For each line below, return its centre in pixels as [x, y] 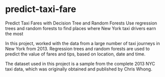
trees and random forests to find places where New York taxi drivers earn [81, 28]
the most [14, 33]
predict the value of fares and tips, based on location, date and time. [75, 54]
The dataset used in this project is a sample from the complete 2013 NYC [80, 63]
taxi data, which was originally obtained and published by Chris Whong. [79, 69]
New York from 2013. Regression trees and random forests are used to [78, 48]
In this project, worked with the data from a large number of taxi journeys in [83, 43]
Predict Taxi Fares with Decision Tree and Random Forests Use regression [81, 23]
